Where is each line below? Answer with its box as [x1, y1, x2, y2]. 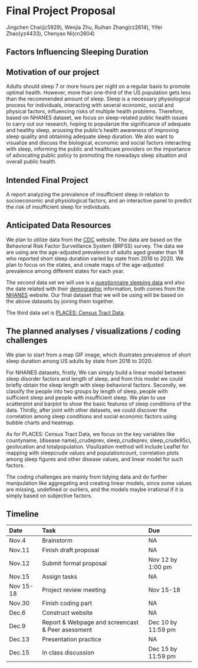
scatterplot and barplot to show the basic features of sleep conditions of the [6, 400, 192, 407]
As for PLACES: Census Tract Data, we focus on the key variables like [6, 430, 175, 437]
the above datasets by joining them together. [6, 297, 115, 304]
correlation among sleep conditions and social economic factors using [6, 412, 177, 420]
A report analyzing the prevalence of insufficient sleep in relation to [6, 191, 170, 198]
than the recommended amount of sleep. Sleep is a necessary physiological [6, 96, 190, 103]
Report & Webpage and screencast [42, 618, 139, 627]
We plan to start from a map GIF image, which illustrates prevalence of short [6, 351, 192, 358]
